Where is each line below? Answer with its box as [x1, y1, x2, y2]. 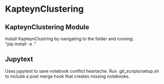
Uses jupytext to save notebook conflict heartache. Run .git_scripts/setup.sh [5, 68, 159, 74]
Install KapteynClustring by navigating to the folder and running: [5, 36, 134, 42]
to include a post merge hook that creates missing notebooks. [5, 73, 130, 79]
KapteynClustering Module [5, 23, 90, 31]
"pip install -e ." [5, 41, 37, 47]
